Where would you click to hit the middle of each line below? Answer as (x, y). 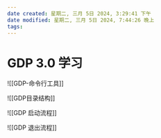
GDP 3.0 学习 (45, 63)
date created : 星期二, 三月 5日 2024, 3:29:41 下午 (79, 14)
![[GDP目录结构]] (31, 98)
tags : (15, 26)
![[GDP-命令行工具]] (35, 83)
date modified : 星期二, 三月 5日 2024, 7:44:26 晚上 (81, 20)
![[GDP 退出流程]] (32, 128)
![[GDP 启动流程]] (32, 113)
